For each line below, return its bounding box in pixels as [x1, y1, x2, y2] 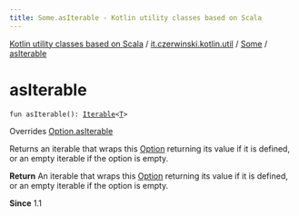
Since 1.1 [9, 197, 43, 209]
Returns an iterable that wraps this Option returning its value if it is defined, [9, 142, 291, 154]
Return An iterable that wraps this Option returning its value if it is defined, [9, 170, 288, 182]
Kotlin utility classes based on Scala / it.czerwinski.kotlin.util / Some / [9, 38, 268, 49]
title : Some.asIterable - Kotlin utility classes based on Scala [9, 13, 262, 23]
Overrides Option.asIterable [9, 125, 114, 136]
